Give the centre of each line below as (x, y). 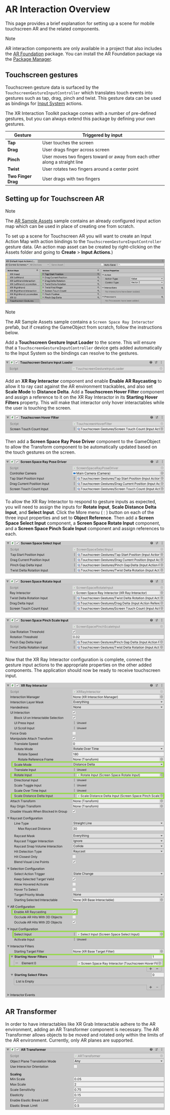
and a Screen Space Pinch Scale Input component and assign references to (85, 529)
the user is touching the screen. (38, 408)
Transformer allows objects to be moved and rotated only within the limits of (84, 1034)
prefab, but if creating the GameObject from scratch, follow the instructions (84, 327)
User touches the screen (68, 142)
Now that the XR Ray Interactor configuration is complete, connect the (78, 660)
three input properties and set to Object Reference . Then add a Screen (80, 518)
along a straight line (63, 162)
